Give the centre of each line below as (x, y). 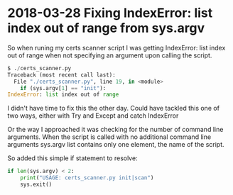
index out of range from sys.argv (106, 28)
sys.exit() (36, 185)
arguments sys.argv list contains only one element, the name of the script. (116, 145)
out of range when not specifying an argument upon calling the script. (110, 55)
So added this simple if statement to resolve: (72, 158)
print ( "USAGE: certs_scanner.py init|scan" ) (87, 178)
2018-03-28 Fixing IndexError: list (110, 13)
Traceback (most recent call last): (61, 75)
